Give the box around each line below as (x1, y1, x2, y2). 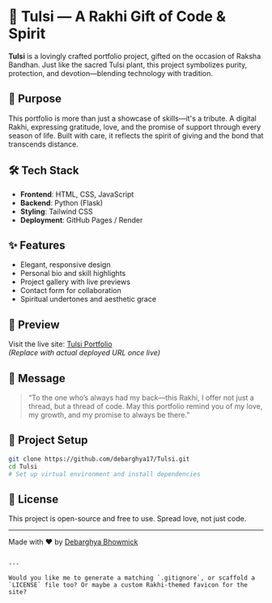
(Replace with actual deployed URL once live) (8, 348, 160, 358)
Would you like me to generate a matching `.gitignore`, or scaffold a (8, 574, 255, 582)
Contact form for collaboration (19, 286, 121, 295)
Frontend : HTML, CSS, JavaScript (19, 189, 134, 199)
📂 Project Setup (8, 433, 88, 448)
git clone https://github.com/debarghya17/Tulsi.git (8, 455, 190, 463)
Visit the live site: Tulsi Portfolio (8, 339, 113, 349)
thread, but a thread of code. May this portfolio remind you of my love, (28, 401, 263, 411)
